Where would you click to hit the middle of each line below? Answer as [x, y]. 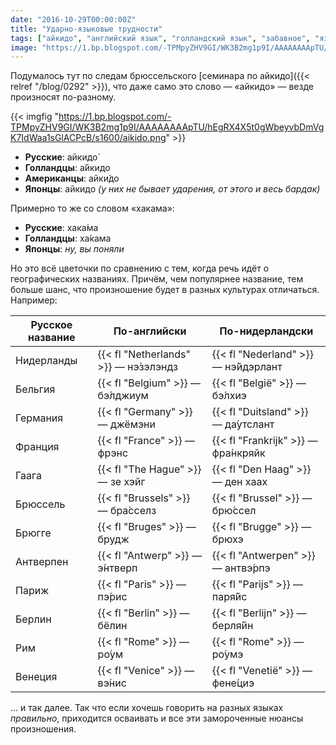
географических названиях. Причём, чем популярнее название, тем [157, 279]
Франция [37, 447]
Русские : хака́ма [61, 228]
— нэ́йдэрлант [247, 367]
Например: [34, 300]
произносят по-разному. [63, 97]
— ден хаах [239, 482]
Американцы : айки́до [72, 178]
